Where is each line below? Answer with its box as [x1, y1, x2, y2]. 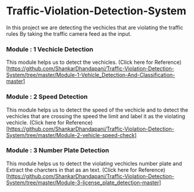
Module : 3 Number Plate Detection [6, 146, 110, 154]
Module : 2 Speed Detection [6, 92, 88, 101]
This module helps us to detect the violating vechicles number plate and [6, 160, 182, 167]
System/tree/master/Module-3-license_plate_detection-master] [6, 179, 161, 186]
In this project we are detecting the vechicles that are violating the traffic [6, 24, 184, 31]
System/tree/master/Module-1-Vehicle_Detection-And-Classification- [6, 72, 176, 79]
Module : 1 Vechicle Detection [6, 45, 94, 53]
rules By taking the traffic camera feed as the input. [6, 30, 132, 37]
